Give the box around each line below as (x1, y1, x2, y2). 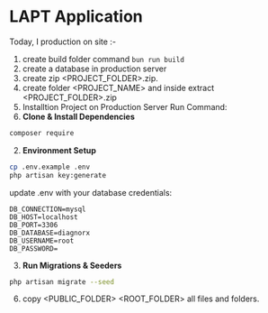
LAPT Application (9, 6, 144, 27)
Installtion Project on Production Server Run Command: (22, 101, 228, 112)
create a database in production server (22, 63, 167, 74)
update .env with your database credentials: (9, 187, 173, 198)
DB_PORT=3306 (9, 220, 58, 229)
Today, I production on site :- (9, 36, 117, 47)
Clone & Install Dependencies (22, 111, 135, 122)
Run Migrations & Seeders (22, 260, 122, 271)
